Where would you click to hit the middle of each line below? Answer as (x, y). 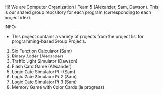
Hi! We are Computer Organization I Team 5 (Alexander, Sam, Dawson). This (81, 7)
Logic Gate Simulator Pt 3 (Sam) (44, 82)
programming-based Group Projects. (49, 41)
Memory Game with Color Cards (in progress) (58, 87)
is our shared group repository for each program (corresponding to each (78, 12)
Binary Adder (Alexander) (37, 56)
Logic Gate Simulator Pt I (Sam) (43, 72)
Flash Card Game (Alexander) (42, 66)
